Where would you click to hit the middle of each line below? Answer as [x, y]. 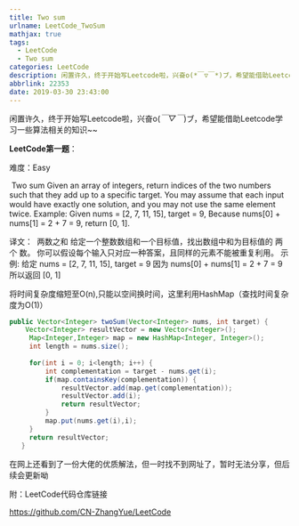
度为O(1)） [28, 304]
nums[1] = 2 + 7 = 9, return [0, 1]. [70, 223]
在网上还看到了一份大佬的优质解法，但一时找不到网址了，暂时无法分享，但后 [149, 464]
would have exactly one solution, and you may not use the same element [142, 204]
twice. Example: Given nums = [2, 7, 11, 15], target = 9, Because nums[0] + [145, 214]
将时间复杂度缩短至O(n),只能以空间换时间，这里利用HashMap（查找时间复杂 [149, 294]
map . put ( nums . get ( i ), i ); [91, 421]
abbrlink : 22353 [39, 84]
